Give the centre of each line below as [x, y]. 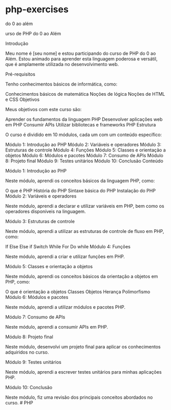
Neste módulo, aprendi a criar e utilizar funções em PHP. [65, 256]
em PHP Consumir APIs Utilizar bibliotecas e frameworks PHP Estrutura [81, 124]
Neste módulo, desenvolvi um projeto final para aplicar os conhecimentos [83, 347]
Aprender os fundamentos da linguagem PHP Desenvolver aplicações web [84, 119]
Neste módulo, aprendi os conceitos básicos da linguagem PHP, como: [80, 181]
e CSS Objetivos [23, 99]
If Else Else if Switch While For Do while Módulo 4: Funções [68, 246]
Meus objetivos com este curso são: [44, 109]
